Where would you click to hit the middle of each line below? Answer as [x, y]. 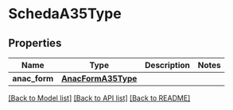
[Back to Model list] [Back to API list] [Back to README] [99, 98]
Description [167, 65]
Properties [35, 43]
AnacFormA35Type [99, 78]
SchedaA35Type [65, 14]
